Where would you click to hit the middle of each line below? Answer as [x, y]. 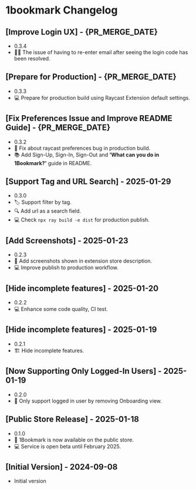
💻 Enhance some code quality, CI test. [61, 309]
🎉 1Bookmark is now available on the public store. [74, 440]
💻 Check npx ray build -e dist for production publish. [82, 220]
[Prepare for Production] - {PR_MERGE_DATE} [91, 77]
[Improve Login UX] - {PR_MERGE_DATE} [82, 32]
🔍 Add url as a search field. [48, 211]
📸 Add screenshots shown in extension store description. [83, 261]
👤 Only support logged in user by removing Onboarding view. [88, 401]
